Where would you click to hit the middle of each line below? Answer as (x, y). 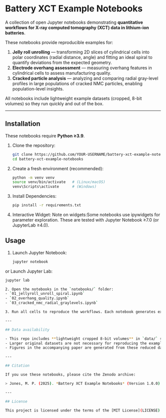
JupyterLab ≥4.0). (31, 225)
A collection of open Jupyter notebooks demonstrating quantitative (74, 22)
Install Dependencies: (34, 196)
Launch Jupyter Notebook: (40, 252)
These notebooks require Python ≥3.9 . (45, 136)
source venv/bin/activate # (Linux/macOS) (59, 182)
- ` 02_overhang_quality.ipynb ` (37, 298)
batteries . (15, 33)
